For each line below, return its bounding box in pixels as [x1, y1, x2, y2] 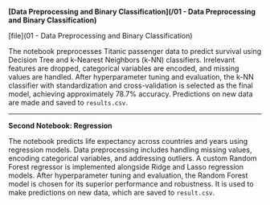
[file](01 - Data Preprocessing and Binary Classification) [8, 31, 193, 40]
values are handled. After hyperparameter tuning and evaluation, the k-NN [8, 72, 255, 81]
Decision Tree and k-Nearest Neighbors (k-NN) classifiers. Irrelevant [8, 55, 235, 64]
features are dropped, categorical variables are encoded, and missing [8, 64, 239, 73]
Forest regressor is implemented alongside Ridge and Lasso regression [8, 162, 243, 171]
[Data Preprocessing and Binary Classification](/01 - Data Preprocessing [8, 7, 256, 16]
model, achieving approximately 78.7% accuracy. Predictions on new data [8, 89, 253, 99]
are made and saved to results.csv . [8, 98, 129, 107]
